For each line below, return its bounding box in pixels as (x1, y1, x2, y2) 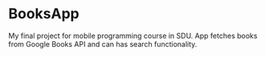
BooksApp (8, 5, 79, 23)
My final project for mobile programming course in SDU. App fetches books (8, 31, 258, 40)
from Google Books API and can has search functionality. (8, 39, 198, 48)
